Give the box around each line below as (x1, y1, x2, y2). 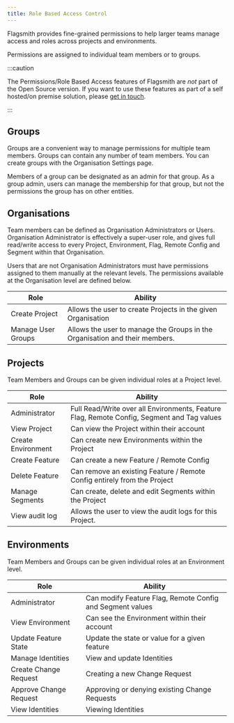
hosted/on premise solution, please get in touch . (7, 92, 146, 100)
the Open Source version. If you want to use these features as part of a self (7, 84, 224, 93)
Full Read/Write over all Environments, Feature (70, 404, 221, 414)
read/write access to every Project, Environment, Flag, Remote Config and (7, 241, 221, 249)
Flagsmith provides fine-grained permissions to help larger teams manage (7, 29, 220, 38)
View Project (10, 424, 52, 434)
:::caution (7, 63, 35, 72)
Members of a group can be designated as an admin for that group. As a (7, 172, 214, 181)
